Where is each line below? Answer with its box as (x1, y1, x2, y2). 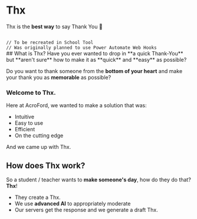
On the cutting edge (14, 132, 64, 139)
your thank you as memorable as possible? (6, 74, 111, 81)
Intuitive (14, 113, 34, 121)
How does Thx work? (6, 160, 86, 171)
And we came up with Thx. (6, 144, 71, 151)
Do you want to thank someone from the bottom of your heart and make (6, 67, 183, 74)
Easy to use (14, 120, 43, 127)
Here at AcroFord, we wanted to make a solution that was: (6, 102, 147, 109)
